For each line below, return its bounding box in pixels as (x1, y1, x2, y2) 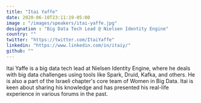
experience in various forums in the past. (6, 90, 109, 97)
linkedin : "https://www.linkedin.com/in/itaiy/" (6, 43, 131, 49)
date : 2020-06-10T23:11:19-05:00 (6, 14, 91, 20)
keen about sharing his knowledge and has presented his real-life (6, 84, 169, 91)
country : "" (6, 31, 36, 37)
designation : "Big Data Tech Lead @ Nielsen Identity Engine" (6, 25, 169, 32)
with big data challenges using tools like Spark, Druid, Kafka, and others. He (6, 70, 195, 78)
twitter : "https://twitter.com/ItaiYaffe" (6, 37, 115, 43)
